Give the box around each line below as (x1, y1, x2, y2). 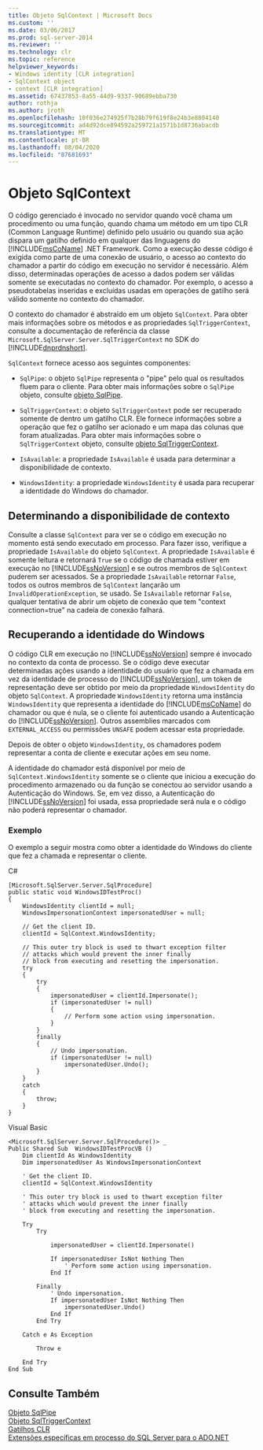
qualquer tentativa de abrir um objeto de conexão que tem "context (8, 597, 226, 606)
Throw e (36, 1344, 61, 1353)
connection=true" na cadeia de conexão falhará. (8, 606, 165, 614)
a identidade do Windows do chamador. (19, 486, 149, 496)
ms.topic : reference (8, 56, 76, 64)
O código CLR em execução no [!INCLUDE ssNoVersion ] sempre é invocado (8, 649, 253, 658)
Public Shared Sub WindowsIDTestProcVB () (8, 1145, 153, 1153)
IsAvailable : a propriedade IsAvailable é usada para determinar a (19, 454, 236, 464)
